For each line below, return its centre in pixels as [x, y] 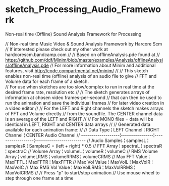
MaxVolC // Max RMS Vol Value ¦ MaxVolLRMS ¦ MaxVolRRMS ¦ [70, 167]
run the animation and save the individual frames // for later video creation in [85, 103]
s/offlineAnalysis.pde [27, 65]
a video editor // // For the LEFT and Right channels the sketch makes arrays [84, 108]
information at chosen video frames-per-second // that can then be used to [83, 98]
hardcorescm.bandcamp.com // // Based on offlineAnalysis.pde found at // [82, 55]
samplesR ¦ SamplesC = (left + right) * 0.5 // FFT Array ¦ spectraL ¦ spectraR [84, 146]
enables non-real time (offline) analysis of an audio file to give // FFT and [81, 76]
